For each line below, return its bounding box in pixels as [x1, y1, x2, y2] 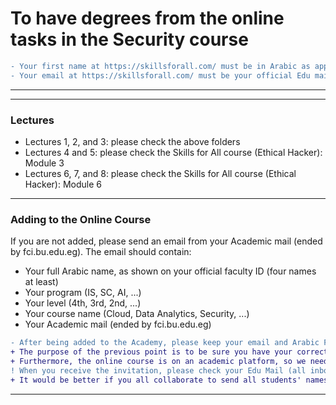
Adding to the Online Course [10, 212, 152, 226]
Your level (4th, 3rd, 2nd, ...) [24, 297, 142, 309]
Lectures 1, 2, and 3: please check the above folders [24, 135, 241, 147]
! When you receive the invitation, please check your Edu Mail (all [10, 365, 307, 376]
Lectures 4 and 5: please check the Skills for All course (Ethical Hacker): [24, 146, 323, 158]
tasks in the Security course [10, 28, 249, 51]
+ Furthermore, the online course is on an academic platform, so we [10, 357, 307, 367]
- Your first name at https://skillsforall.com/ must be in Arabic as [10, 61, 311, 71]
